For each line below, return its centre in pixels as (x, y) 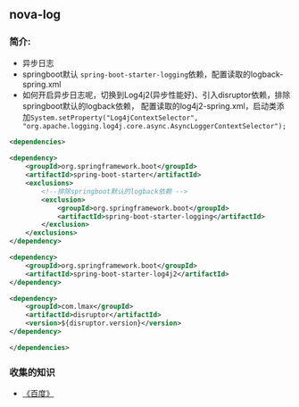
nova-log (35, 15)
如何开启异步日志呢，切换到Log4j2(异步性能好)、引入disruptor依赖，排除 (156, 95)
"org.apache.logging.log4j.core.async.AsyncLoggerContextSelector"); (154, 126)
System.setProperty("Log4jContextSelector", (114, 118)
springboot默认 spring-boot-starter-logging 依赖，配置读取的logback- (153, 74)
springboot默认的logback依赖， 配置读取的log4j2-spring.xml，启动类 (149, 105)
